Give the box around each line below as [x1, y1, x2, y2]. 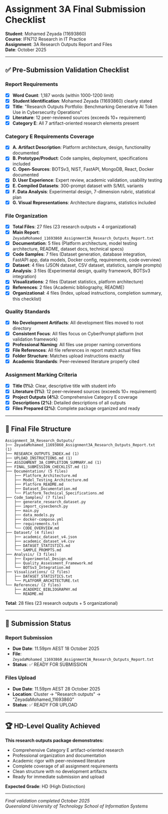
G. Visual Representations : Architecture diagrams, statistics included [12, 199, 156, 206]
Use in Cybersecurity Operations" [12, 109, 82, 115]
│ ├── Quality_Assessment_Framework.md [5, 560, 93, 566]
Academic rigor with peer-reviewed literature [12, 758, 105, 764]
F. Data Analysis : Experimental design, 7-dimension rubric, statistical [12, 189, 155, 195]
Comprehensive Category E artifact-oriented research [12, 747, 124, 753]
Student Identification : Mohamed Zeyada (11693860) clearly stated [12, 98, 152, 104]
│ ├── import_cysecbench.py [5, 504, 68, 509]
